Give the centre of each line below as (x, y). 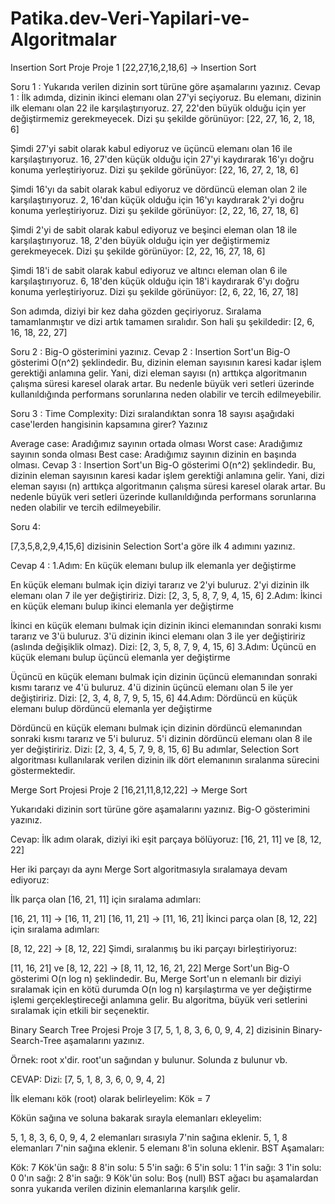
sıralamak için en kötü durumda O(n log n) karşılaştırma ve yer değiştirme (161, 989)
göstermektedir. (43, 770)
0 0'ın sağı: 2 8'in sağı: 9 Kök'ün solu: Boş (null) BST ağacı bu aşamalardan (164, 1178)
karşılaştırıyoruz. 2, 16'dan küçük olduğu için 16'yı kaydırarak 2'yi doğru (157, 199)
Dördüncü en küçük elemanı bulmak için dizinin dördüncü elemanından (156, 728)
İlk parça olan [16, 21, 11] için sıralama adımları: (106, 899)
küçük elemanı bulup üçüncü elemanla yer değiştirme (120, 657)
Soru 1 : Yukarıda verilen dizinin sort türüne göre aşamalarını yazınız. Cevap (165, 86)
